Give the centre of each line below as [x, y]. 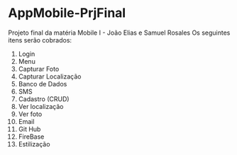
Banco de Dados [43, 84]
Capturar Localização [50, 76]
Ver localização [41, 106]
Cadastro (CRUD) [44, 99]
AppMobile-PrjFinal [67, 13]
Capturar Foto [39, 69]
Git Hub [29, 129]
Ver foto [30, 114]
